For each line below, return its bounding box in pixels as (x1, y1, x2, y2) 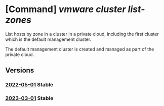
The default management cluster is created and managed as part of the (5, 46, 154, 52)
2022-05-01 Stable (5, 81, 54, 88)
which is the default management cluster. (5, 36, 92, 42)
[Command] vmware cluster (5, 4, 126, 15)
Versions (5, 66, 34, 75)
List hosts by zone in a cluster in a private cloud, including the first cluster (5, 31, 159, 37)
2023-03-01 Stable (5, 95, 54, 102)
